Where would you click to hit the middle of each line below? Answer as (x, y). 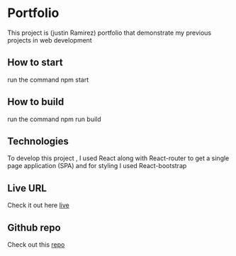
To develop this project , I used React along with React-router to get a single (118, 158)
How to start (35, 63)
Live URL (27, 188)
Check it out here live (38, 205)
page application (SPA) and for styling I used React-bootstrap (97, 166)
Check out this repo (36, 245)
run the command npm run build (54, 119)
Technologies (38, 141)
